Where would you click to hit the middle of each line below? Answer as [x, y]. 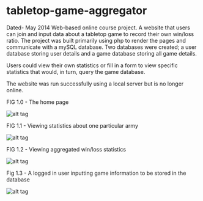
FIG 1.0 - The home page [38, 102]
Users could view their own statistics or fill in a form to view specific [92, 65]
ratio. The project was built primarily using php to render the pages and [96, 40]
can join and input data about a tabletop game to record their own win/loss [100, 34]
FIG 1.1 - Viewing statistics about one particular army [72, 125]
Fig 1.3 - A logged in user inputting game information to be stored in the [96, 173]
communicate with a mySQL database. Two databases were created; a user [102, 47]
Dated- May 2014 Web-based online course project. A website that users [98, 27]
